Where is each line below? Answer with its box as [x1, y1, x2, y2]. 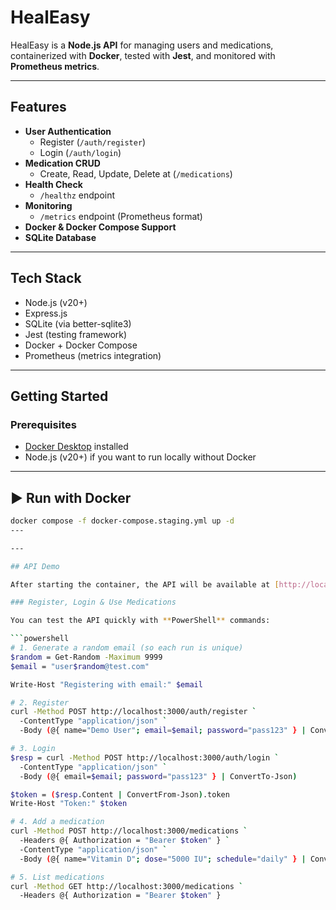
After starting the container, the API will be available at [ [10, 579, 280, 590]
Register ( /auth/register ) [39, 136, 147, 148]
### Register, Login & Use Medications [10, 597, 177, 608]
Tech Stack [10, 270, 82, 287]
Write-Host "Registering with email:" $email [10, 679, 203, 690]
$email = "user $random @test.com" [10, 661, 150, 671]
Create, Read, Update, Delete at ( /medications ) [39, 167, 233, 180]
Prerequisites [10, 417, 77, 431]
